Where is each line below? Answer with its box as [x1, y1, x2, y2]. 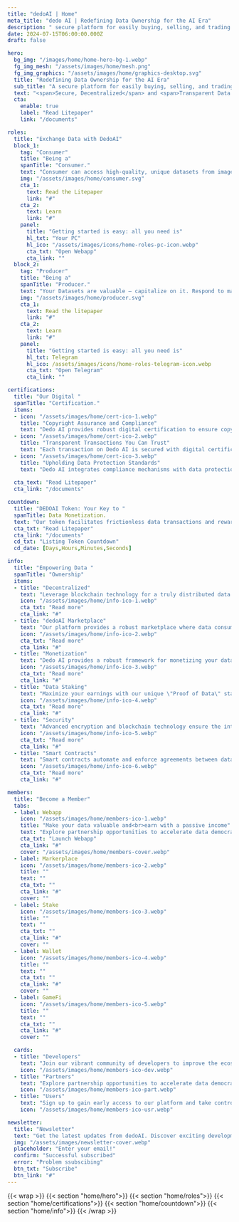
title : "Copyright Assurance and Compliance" [20, 419, 158, 427]
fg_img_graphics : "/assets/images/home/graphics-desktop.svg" [14, 69, 202, 77]
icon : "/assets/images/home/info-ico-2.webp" [20, 631, 158, 638]
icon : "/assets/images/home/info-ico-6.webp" [20, 763, 158, 770]
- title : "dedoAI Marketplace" [14, 617, 107, 624]
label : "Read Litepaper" [20, 110, 94, 117]
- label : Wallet [14, 947, 62, 954]
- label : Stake [14, 901, 59, 908]
